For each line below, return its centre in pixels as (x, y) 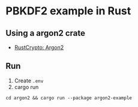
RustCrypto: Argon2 (39, 47)
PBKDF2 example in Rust (68, 11)
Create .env (29, 80)
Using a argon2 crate (45, 33)
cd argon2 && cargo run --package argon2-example (69, 98)
